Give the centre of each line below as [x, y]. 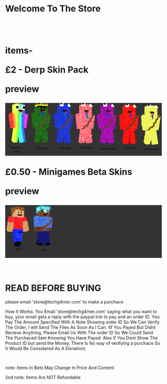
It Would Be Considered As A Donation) [45, 348]
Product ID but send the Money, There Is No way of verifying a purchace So [83, 343]
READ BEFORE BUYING [53, 288]
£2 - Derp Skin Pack [47, 70]
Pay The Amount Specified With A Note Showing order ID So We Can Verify [83, 322]
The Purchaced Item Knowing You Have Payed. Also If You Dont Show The [82, 338]
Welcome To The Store [53, 9]
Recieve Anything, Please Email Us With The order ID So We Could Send [79, 332]
